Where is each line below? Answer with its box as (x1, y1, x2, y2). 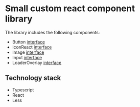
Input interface (12, 54, 42, 60)
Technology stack (5, 74, 61, 82)
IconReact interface (12, 44, 52, 50)
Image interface (12, 49, 45, 55)
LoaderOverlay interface (12, 60, 62, 65)
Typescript (12, 86, 34, 93)
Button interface (12, 39, 45, 44)
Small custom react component (5, 3, 135, 14)
